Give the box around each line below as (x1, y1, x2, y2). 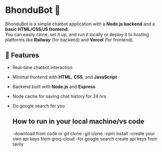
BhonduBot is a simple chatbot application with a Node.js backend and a (5, 21, 156, 27)
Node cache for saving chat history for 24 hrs (12, 93, 106, 99)
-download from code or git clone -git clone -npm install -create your (12, 130, 155, 136)
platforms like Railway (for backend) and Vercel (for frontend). (5, 37, 134, 43)
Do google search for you (12, 103, 65, 109)
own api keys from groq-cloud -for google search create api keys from (12, 136, 158, 142)
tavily (12, 141, 24, 147)
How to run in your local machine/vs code (12, 117, 145, 126)
